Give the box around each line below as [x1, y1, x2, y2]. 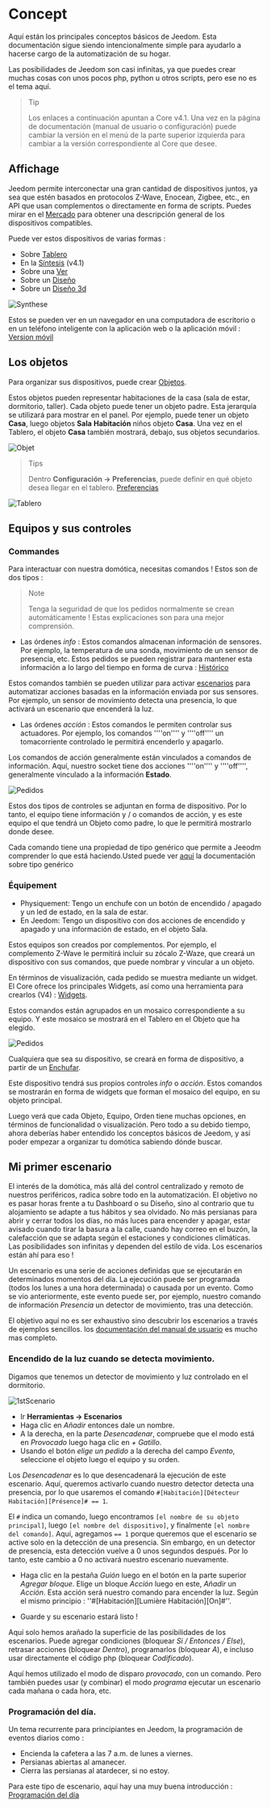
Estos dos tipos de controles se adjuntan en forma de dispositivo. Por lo [8, 801, 248, 811]
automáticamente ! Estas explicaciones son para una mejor [27, 613, 224, 622]
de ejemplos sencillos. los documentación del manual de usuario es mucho [8, 1325, 258, 1334]
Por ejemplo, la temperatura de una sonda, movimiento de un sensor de [19, 646, 259, 655]
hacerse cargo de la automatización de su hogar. [8, 48, 171, 58]
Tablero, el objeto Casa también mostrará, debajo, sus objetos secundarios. [8, 427, 261, 436]
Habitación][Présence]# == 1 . [8, 1496, 109, 1506]
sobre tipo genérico [8, 860, 74, 870]
